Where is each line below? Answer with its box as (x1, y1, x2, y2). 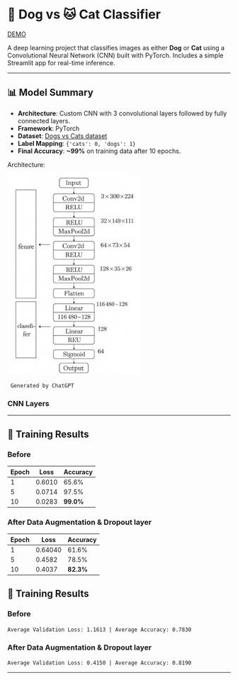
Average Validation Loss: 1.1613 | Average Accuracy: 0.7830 (7, 626, 192, 633)
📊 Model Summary (7, 86, 93, 98)
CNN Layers (7, 399, 50, 409)
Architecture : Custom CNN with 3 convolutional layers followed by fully (17, 109, 227, 118)
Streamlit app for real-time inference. (7, 58, 115, 67)
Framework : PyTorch (17, 124, 80, 132)
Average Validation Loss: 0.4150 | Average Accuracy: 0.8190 (7, 659, 192, 667)
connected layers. (17, 116, 71, 125)
